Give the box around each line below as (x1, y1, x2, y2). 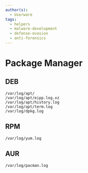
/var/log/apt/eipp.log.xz (5, 95, 59, 100)
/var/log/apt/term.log (5, 104, 53, 109)
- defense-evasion (10, 31, 49, 36)
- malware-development (10, 26, 57, 31)
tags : (5, 17, 17, 22)
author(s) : (5, 7, 28, 13)
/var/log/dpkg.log (5, 108, 44, 114)
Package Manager (5, 58, 83, 69)
